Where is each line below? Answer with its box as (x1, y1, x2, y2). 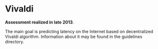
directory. (5, 38, 24, 44)
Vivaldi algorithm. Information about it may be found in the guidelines (5, 34, 143, 39)
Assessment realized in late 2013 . (5, 19, 74, 25)
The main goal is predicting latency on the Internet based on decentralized (5, 28, 154, 34)
